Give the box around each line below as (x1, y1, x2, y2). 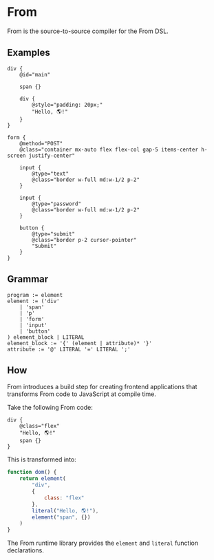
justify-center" (28, 152, 76, 159)
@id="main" (19, 71, 51, 78)
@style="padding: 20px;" (32, 101, 103, 108)
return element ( (19, 475, 67, 482)
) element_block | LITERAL (7, 333, 85, 341)
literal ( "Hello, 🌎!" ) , (32, 507, 99, 514)
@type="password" (32, 200, 81, 207)
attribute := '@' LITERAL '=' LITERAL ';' (7, 346, 131, 353)
